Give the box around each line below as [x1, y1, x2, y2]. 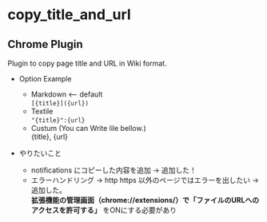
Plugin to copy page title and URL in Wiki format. [7, 58, 167, 68]
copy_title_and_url [7, 6, 131, 24]
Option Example [18, 74, 72, 83]
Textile [30, 106, 54, 116]
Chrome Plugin [7, 38, 83, 51]
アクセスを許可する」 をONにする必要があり [30, 205, 177, 215]
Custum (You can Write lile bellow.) [30, 124, 147, 133]
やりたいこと [18, 149, 62, 157]
